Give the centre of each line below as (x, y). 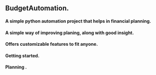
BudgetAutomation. (37, 8)
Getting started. (22, 55)
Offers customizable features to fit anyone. (52, 44)
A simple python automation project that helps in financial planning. (78, 21)
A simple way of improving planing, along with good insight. (70, 33)
